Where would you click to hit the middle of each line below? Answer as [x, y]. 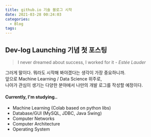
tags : [11, 28]
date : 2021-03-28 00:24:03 [33, 14]
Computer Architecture [36, 124]
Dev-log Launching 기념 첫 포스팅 [56, 50]
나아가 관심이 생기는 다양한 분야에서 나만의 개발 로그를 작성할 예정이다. [74, 85]
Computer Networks [34, 118]
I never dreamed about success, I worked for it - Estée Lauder [82, 62]
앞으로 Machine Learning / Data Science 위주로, [54, 78]
